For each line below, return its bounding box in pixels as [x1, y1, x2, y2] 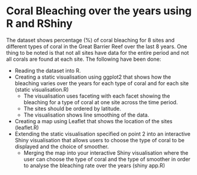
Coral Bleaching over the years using [6, 4, 192, 18]
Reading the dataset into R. [14, 67, 81, 74]
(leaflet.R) [14, 124, 39, 131]
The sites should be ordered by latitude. [23, 105, 122, 112]
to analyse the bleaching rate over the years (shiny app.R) [23, 162, 165, 169]
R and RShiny [6, 17, 73, 30]
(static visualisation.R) [14, 86, 69, 93]
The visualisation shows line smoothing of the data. [23, 111, 150, 118]
